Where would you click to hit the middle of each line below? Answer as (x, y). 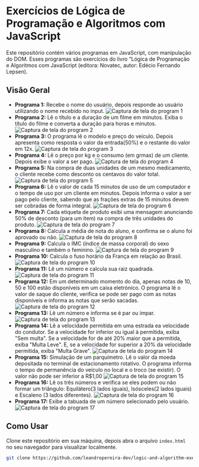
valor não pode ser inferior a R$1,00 (58, 376)
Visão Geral (28, 90)
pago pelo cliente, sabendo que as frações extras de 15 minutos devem (102, 199)
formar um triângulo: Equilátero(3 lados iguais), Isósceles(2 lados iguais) (103, 389)
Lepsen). (17, 71)
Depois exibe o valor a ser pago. (54, 161)
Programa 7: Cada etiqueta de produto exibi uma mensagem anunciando (104, 212)
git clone (18, 458)
